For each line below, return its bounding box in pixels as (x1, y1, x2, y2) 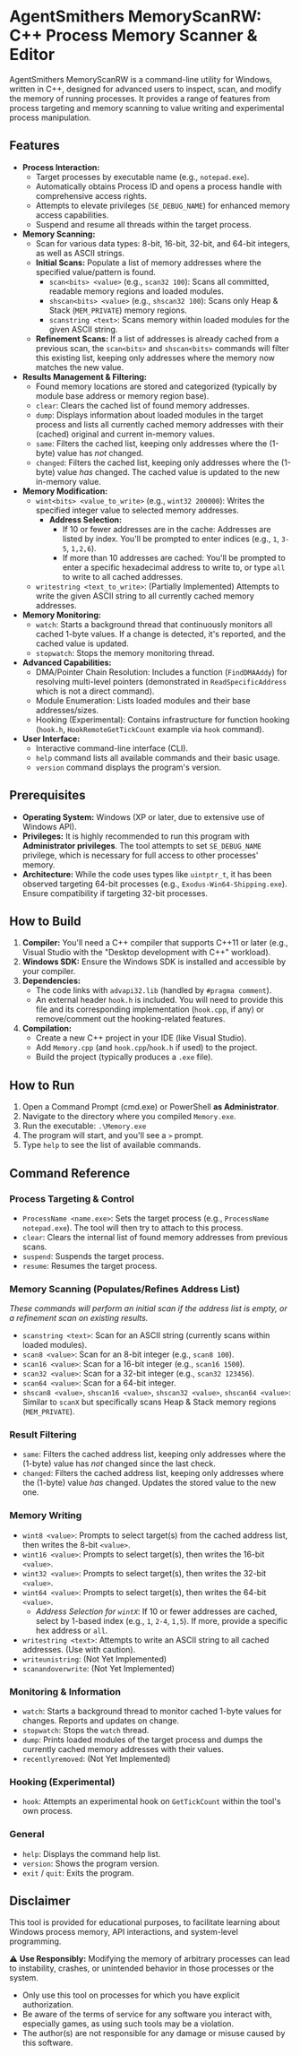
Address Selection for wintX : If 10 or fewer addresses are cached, (35, 1606, 278, 1617)
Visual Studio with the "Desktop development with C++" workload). (21, 947, 271, 958)
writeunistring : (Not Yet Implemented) (21, 1653, 167, 1664)
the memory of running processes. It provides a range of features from (9, 92, 270, 104)
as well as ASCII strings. (35, 247, 125, 258)
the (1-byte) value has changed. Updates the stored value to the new (21, 1477, 277, 1489)
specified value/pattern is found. (35, 266, 157, 277)
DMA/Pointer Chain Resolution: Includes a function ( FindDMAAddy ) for (35, 666, 288, 678)
